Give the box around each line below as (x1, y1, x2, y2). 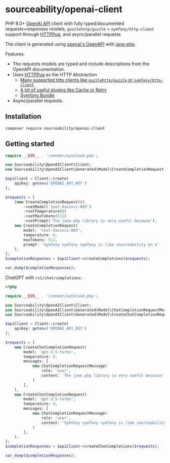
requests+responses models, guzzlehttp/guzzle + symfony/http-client (5, 25, 154, 32)
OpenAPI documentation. (12, 66, 65, 72)
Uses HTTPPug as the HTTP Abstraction (12, 71, 97, 77)
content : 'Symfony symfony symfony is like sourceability (41, 420, 166, 425)
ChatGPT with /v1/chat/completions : (5, 274, 82, 281)
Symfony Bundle (20, 92, 55, 98)
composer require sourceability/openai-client (5, 126, 105, 131)
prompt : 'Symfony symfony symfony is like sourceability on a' (23, 242, 159, 247)
